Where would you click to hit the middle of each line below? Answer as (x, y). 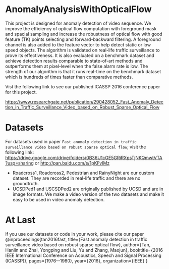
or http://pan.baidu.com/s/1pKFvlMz (72, 163)
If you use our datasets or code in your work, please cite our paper (75, 234)
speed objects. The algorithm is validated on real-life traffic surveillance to (82, 50)
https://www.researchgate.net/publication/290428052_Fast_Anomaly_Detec (84, 101)
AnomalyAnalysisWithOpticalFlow (79, 9)
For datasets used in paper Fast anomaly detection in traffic (71, 141)
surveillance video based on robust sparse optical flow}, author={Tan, (78, 245)
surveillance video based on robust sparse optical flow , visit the (76, 147)
